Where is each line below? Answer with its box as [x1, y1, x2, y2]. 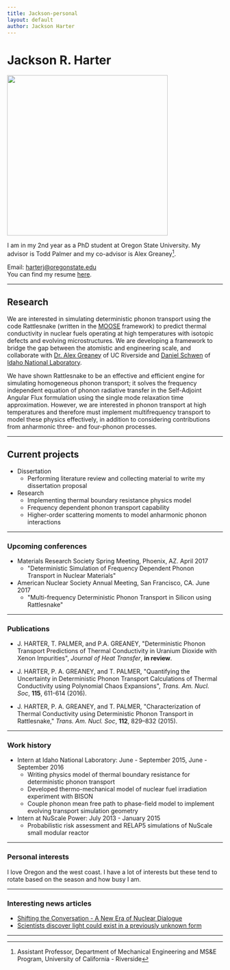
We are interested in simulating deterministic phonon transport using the [7, 314, 211, 322]
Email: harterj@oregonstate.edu [7, 263, 97, 271]
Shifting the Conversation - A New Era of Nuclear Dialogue [16, 915, 183, 923]
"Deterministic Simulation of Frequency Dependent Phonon [27, 564, 194, 572]
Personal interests [7, 852, 70, 862]
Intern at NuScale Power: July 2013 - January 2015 [16, 814, 161, 822]
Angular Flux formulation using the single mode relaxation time [7, 393, 183, 401]
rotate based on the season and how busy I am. [7, 875, 142, 883]
